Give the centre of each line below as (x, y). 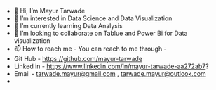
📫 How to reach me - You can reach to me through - (90, 49)
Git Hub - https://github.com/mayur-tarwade (78, 59)
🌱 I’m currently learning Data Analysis (68, 26)
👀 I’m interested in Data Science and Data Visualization (93, 18)
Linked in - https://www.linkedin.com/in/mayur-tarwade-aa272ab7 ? (111, 66)
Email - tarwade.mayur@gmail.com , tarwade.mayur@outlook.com (110, 73)
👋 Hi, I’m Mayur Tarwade (49, 11)
